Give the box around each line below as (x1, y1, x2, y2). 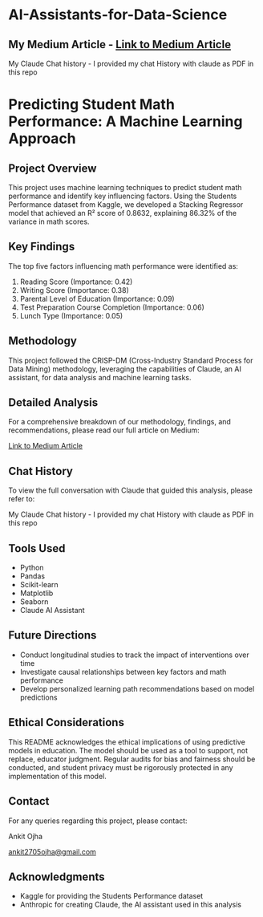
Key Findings (8, 240, 75, 254)
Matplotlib (19, 588, 54, 598)
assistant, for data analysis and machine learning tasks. (8, 372, 192, 382)
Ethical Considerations (8, 716, 124, 729)
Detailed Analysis (8, 396, 99, 410)
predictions (19, 692, 58, 702)
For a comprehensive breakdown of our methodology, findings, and (8, 417, 231, 427)
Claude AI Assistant (19, 606, 86, 615)
